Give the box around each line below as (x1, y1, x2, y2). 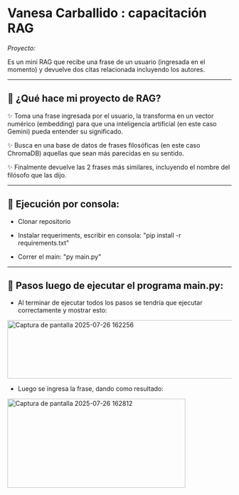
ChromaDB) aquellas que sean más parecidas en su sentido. (7, 148, 185, 158)
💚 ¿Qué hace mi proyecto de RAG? (7, 93, 161, 105)
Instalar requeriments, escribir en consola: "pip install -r (17, 230, 181, 240)
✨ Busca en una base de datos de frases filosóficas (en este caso (7, 141, 201, 149)
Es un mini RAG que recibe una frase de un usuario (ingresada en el (7, 57, 206, 66)
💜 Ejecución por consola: (7, 198, 119, 210)
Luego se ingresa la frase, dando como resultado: (17, 384, 164, 393)
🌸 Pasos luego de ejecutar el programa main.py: (7, 280, 224, 292)
